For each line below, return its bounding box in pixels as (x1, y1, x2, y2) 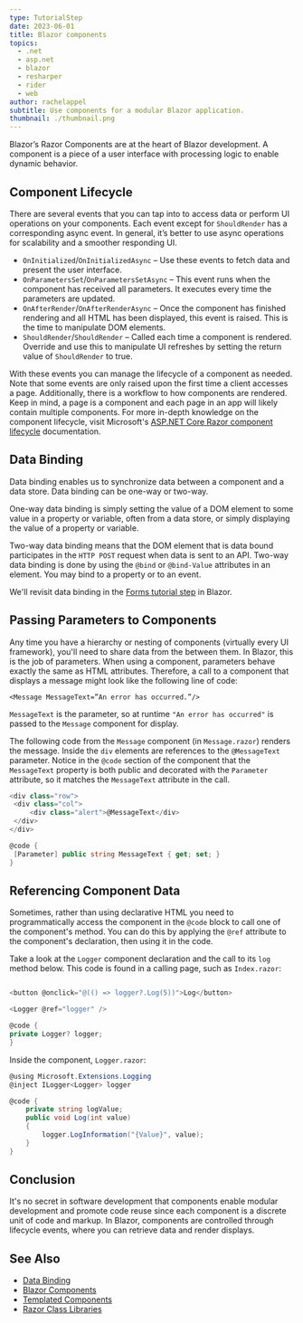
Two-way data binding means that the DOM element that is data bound (9, 540, 274, 551)
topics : (9, 38, 39, 48)
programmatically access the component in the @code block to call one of (9, 917, 281, 928)
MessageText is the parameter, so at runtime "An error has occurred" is (9, 708, 274, 719)
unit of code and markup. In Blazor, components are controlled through (9, 1215, 274, 1226)
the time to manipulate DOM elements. (22, 322, 166, 333)
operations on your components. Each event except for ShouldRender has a (9, 218, 288, 229)
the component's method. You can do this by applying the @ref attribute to (9, 926, 287, 937)
